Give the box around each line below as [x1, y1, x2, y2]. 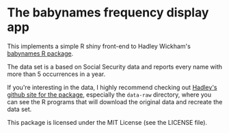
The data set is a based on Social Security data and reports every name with [7, 62, 223, 71]
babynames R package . [7, 49, 74, 58]
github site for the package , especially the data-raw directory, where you [7, 90, 212, 99]
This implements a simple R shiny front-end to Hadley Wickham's [7, 42, 191, 50]
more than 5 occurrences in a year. [7, 70, 106, 78]
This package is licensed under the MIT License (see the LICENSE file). [7, 118, 207, 126]
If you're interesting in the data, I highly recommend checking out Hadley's [7, 83, 217, 91]
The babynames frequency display [7, 5, 209, 21]
